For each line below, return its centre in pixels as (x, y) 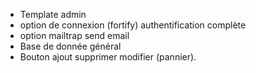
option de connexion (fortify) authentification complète (133, 25)
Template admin (53, 14)
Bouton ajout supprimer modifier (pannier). (108, 57)
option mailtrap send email (74, 35)
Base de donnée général (70, 46)
